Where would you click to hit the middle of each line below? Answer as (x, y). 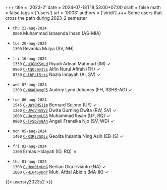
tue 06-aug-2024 (30, 100)
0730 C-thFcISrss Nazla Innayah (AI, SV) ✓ (57, 74)
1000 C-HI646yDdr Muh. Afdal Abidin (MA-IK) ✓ (61, 172)
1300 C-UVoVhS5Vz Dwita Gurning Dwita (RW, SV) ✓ (65, 110)
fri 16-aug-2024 (30, 59)
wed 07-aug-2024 (30, 85)
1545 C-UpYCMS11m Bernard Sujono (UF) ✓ (55, 105)
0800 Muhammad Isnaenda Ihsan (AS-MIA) (57, 33)
